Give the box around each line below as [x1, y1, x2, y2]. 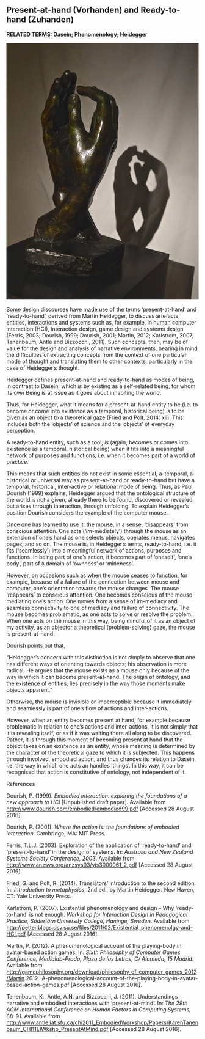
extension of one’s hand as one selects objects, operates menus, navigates [6, 534, 195, 541]
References [6, 780, 35, 787]
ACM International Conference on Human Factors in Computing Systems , [6, 1005, 191, 1013]
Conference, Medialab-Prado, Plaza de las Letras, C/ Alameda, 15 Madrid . [6, 955, 194, 962]
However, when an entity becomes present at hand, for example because [6, 716, 190, 724]
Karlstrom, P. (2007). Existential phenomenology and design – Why [6, 904, 174, 911]
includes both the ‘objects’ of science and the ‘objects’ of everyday [6, 420, 175, 427]
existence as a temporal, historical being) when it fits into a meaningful [6, 445, 184, 452]
